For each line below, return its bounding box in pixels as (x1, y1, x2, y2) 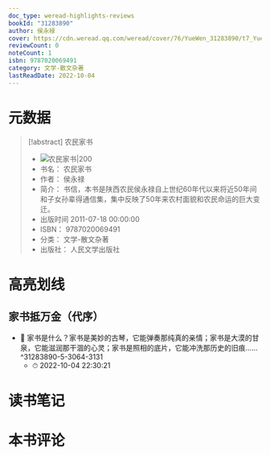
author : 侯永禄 (8, 27, 55, 35)
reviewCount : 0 (8, 42, 59, 50)
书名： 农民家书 (39, 164, 92, 174)
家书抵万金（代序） (8, 310, 104, 324)
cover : (8, 34, 31, 43)
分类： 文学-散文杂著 (39, 234, 109, 244)
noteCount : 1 (8, 49, 52, 57)
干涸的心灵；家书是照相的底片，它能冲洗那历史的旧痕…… (69, 342, 258, 352)
